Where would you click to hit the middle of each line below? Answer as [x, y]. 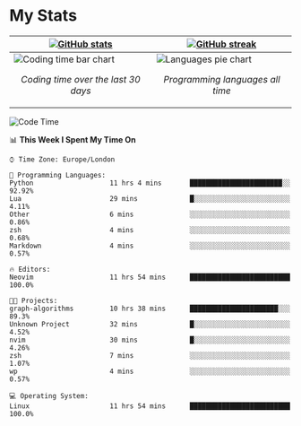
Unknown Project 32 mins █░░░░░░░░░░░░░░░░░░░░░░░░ [150, 324]
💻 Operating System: [49, 396]
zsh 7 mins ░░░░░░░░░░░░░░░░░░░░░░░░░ [150, 355]
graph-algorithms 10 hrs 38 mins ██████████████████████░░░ [150, 309]
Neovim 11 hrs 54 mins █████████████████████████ [150, 277]
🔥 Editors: [30, 269]
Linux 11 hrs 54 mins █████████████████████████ [150, 406]
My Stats [43, 16]
